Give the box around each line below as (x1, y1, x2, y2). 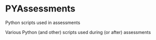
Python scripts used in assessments (5, 19, 81, 25)
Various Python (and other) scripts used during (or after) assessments (5, 29, 151, 35)
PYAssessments (5, 3, 76, 14)
